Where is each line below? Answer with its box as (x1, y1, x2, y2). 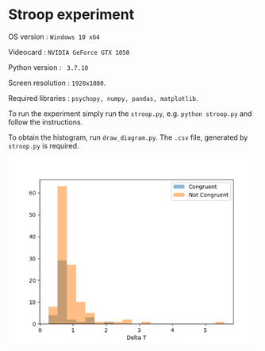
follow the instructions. (8, 117, 83, 126)
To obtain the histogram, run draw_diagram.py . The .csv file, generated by (8, 133, 248, 142)
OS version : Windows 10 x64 (8, 32, 101, 41)
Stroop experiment (8, 6, 135, 24)
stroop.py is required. (8, 141, 79, 150)
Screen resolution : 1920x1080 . (8, 78, 106, 87)
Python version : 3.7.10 (8, 62, 89, 72)
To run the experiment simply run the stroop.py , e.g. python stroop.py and (8, 109, 252, 118)
